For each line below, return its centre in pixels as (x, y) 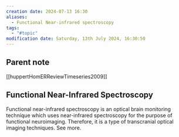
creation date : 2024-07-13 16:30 (47, 11)
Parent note (28, 62)
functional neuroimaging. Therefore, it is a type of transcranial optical (90, 121)
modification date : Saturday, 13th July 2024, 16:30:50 (76, 39)
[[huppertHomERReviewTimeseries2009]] (57, 76)
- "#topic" (25, 33)
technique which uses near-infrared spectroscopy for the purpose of (89, 115)
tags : (13, 28)
